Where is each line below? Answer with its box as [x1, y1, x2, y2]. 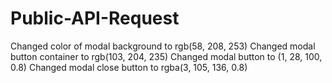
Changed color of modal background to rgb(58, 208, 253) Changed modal [10, 40, 316, 52]
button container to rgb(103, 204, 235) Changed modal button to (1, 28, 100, [10, 50, 323, 62]
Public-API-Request [10, 7, 180, 30]
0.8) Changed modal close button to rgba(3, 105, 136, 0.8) [10, 61, 248, 73]
